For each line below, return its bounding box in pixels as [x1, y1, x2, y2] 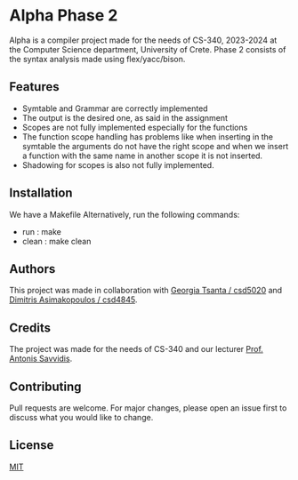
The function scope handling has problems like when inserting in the [21, 131, 274, 142]
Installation [9, 186, 73, 201]
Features [9, 79, 60, 94]
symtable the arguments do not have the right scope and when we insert [21, 140, 289, 151]
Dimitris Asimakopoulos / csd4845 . [9, 294, 138, 305]
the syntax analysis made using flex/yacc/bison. [9, 53, 186, 64]
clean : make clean [21, 236, 92, 246]
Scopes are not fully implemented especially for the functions [21, 122, 248, 132]
